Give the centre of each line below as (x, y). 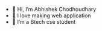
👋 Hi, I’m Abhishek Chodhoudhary (54, 9)
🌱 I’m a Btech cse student (44, 22)
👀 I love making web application (52, 15)
